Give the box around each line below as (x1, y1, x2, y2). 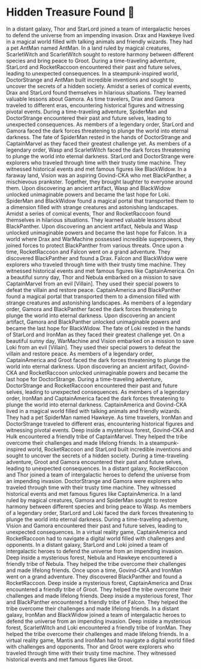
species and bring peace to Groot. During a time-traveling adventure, (6, 57, 176, 64)
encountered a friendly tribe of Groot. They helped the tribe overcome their (6, 586, 191, 593)
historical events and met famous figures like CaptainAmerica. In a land (6, 490, 182, 497)
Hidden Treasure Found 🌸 (6, 5, 135, 19)
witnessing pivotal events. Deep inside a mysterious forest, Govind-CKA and (6, 426, 194, 433)
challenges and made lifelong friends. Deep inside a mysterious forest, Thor (6, 592, 193, 599)
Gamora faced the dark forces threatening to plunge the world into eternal (6, 127, 188, 134)
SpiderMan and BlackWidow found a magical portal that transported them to (6, 197, 194, 204)
